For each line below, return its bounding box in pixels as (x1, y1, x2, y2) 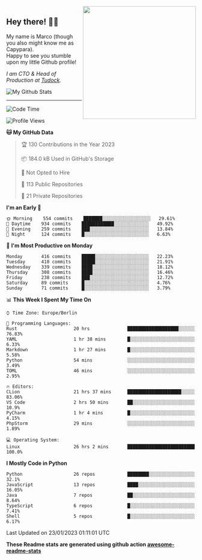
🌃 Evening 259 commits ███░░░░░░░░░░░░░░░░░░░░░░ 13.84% (6, 226, 173, 232)
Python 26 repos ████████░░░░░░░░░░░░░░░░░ (6, 471, 195, 477)
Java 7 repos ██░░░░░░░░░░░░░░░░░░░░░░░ (6, 492, 195, 498)
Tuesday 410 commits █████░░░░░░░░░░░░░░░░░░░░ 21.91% (6, 259, 173, 265)
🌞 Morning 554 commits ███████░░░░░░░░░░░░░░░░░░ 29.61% (6, 215, 176, 221)
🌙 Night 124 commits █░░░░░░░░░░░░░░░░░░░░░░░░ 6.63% (6, 231, 171, 237)
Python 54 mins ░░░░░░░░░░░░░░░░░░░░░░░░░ (6, 357, 195, 363)
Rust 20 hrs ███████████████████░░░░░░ (6, 325, 195, 331)
